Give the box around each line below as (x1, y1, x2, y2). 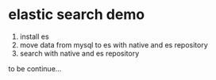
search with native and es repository (19, 48, 140, 58)
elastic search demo (8, 6, 145, 24)
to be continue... (8, 63, 62, 73)
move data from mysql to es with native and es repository (19, 40, 208, 49)
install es (19, 32, 49, 41)
